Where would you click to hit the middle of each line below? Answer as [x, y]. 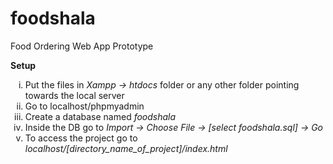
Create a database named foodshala [100, 116]
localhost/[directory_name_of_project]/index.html [126, 148]
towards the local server [74, 95]
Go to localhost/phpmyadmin [84, 106]
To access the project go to [81, 138]
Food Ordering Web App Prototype [82, 46]
